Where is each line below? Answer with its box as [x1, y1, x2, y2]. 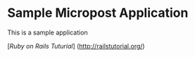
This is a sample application [7, 28, 88, 37]
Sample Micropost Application [7, 5, 189, 21]
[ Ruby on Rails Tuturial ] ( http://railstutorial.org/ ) [7, 42, 146, 50]
